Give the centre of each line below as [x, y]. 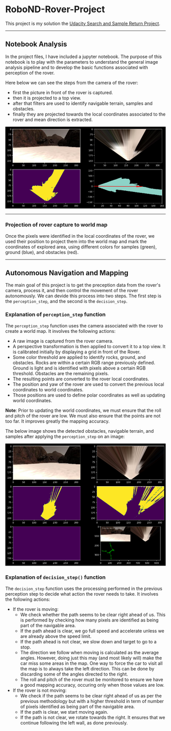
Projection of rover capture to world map [56, 225]
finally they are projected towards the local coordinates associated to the [89, 114]
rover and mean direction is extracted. [53, 119]
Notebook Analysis [36, 44]
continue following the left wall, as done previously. [74, 723]
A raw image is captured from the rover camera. [63, 341]
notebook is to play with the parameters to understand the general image [82, 62]
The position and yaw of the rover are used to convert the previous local [88, 384]
